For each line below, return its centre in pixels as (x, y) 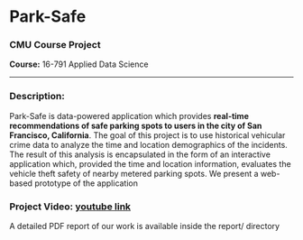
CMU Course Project (55, 45)
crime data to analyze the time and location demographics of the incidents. (149, 144)
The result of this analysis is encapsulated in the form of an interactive (140, 154)
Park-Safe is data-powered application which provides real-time (129, 115)
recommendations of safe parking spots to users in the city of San (136, 125)
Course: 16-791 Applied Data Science (79, 64)
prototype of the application (86, 183)
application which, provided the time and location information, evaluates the (150, 163)
